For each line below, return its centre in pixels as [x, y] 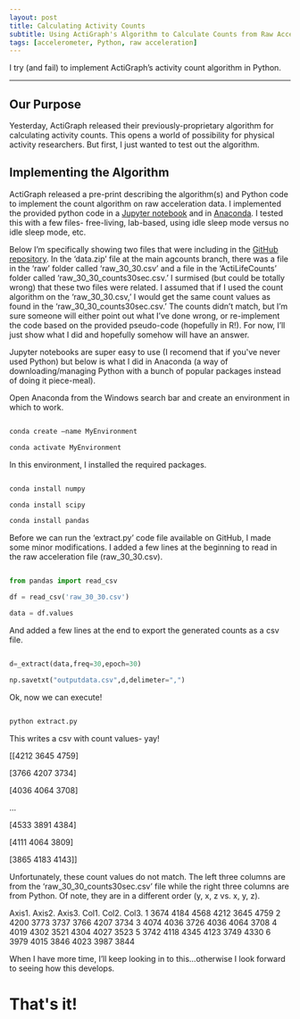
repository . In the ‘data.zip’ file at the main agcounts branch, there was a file [149, 259]
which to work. [37, 407]
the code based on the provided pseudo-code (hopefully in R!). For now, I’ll [147, 325]
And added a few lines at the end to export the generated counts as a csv [144, 630]
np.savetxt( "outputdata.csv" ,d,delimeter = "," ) [97, 680]
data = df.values [42, 613]
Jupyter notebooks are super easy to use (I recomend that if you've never [145, 352]
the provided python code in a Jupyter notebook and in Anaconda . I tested [146, 213]
